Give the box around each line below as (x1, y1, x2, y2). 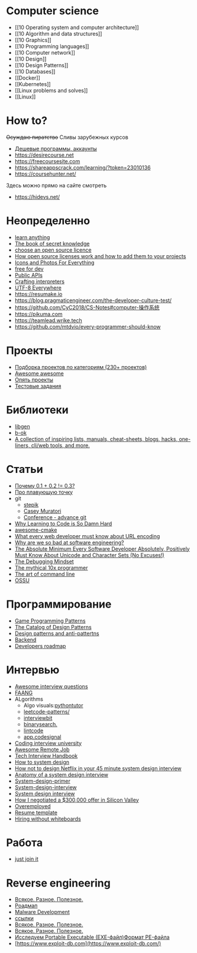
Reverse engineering (6, 876, 111, 890)
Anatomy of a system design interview (14, 771, 108, 778)
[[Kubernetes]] (14, 80, 51, 87)
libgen (14, 423, 31, 430)
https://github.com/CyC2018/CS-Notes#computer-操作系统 (14, 304, 160, 311)
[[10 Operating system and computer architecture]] (14, 24, 139, 31)
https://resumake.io (14, 290, 63, 297)
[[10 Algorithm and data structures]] (14, 30, 102, 37)
